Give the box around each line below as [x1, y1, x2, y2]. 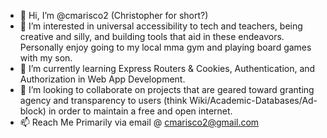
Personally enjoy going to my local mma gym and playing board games [19, 41, 312, 53]
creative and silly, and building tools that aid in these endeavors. [19, 31, 285, 42]
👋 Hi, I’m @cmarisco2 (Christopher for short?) [19, 10, 209, 21]
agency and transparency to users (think [19, 95, 188, 106]
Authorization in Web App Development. [19, 73, 186, 85]
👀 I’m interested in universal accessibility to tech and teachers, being [19, 20, 303, 32]
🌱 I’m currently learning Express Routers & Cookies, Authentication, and [19, 63, 316, 74]
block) [19, 105, 47, 117]
